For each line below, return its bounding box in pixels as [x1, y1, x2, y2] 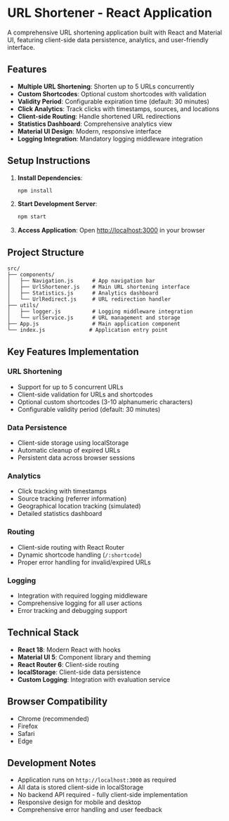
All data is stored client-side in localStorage [17, 783, 144, 791]
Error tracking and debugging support [17, 607, 128, 614]
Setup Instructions [7, 155, 91, 167]
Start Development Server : [17, 200, 98, 208]
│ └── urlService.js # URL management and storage [7, 314, 181, 321]
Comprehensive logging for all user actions [17, 599, 143, 607]
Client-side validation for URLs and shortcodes [17, 390, 153, 399]
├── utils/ [7, 302, 39, 309]
